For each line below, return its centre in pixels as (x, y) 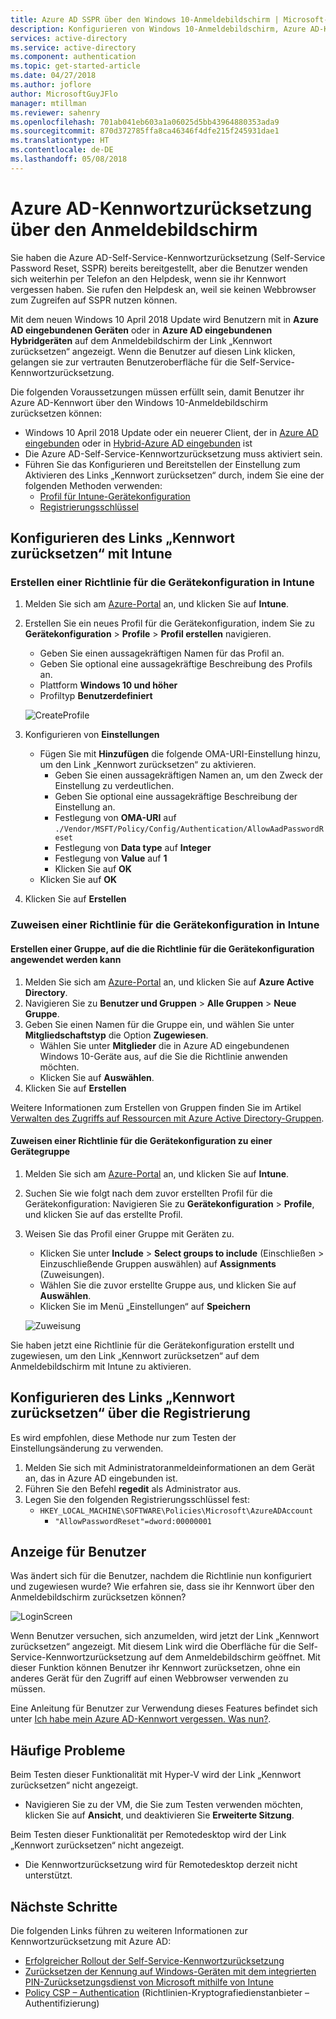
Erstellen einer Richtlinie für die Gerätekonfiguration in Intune (162, 582)
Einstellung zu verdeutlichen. (114, 786)
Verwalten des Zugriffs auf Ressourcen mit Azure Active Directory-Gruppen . (167, 1118)
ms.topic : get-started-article (75, 66)
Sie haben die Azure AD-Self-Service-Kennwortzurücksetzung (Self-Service (168, 257)
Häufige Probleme (68, 1750)
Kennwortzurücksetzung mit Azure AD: (91, 1941)
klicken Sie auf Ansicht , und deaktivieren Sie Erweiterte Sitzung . (159, 1815)
